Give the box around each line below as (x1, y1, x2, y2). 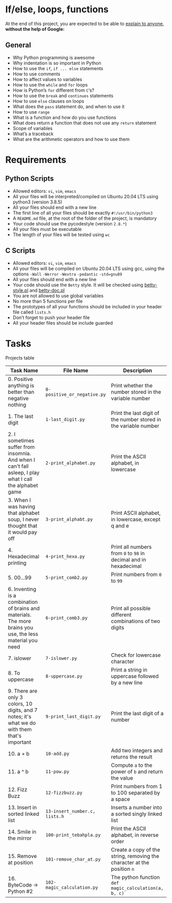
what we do (8, 719, 36, 726)
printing (8, 559, 27, 566)
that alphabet (8, 509, 40, 516)
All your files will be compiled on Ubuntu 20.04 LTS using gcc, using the (12, 265, 165, 271)
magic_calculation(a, (111, 885, 164, 891)
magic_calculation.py (45, 885, 98, 890)
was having (8, 503, 36, 510)
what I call (8, 475, 32, 482)
